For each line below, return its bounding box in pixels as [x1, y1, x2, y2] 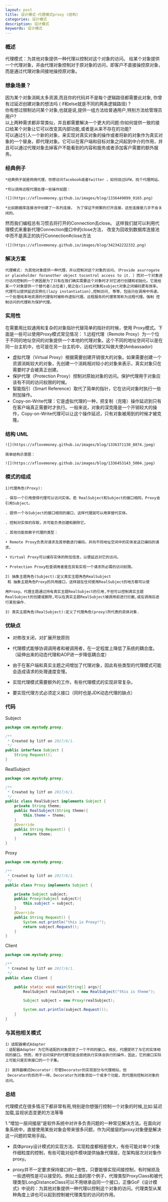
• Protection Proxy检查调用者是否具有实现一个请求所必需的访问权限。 [5, 564, 135, 569]
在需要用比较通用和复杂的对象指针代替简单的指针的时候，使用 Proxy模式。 [5, 324, 158, 331]
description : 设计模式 [5, 21, 49, 27]
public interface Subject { [5, 748, 64, 753]
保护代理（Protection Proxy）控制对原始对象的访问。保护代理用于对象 [12, 373, 156, 379]
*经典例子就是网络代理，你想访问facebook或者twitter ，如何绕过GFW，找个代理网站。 [5, 177, 161, 182]
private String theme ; [14, 804, 61, 809]
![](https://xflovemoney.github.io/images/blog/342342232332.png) [5, 243, 146, 248]
